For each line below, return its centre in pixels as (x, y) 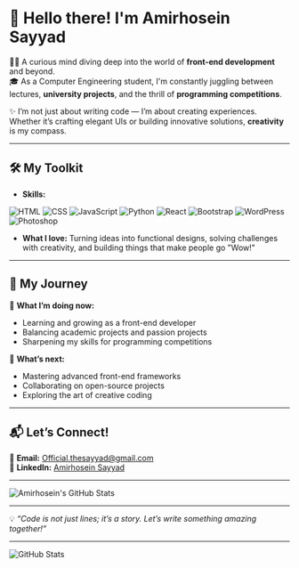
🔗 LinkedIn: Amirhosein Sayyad (67, 467)
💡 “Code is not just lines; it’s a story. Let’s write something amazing (133, 519)
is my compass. (38, 130)
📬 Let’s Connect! (59, 432)
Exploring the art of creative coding (87, 394)
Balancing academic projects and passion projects (114, 332)
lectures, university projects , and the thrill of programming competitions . (145, 93)
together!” (28, 529)
